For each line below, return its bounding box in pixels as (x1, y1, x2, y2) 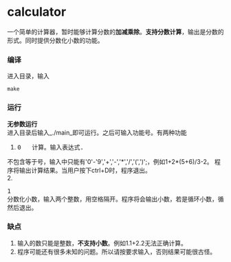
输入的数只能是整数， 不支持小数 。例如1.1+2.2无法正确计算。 (16, 239, 187, 247)
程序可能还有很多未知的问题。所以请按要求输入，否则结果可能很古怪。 (16, 248, 217, 256)
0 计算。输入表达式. (16, 143, 84, 151)
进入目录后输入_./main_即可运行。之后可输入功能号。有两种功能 (7, 128, 187, 136)
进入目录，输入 (7, 72, 49, 80)
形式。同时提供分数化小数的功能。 (7, 36, 104, 45)
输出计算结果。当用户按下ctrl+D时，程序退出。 (19, 166, 151, 174)
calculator (7, 4, 67, 20)
